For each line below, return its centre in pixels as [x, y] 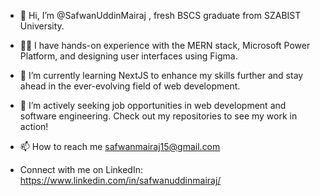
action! [34, 126]
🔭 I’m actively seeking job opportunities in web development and [153, 105]
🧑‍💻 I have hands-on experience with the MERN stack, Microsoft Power [165, 45]
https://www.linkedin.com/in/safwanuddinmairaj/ [120, 180]
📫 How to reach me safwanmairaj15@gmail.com [120, 146]
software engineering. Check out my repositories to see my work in [158, 116]
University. [42, 26]
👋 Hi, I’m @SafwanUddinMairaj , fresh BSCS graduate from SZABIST [160, 15]
